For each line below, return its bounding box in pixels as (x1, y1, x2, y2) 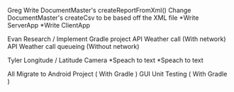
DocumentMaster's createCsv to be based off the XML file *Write (7, 13, 199, 22)
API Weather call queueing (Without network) (7, 42, 140, 50)
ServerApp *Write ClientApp (7, 21, 91, 29)
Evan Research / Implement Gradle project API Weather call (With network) (7, 35, 226, 43)
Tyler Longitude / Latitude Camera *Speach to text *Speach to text (7, 56, 204, 64)
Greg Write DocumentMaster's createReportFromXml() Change (7, 6, 191, 14)
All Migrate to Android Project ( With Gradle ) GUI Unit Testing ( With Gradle (7, 70, 228, 78)
